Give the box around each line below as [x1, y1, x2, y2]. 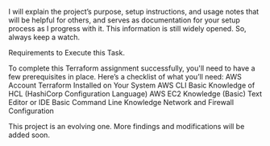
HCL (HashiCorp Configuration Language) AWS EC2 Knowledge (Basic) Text [8, 89, 263, 99]
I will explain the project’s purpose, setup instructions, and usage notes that [8, 7, 260, 16]
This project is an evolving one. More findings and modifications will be [8, 122, 245, 131]
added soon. [8, 130, 51, 140]
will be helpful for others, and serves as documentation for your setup [8, 15, 240, 25]
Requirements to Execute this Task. [8, 48, 125, 57]
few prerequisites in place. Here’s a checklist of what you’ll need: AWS [8, 72, 242, 81]
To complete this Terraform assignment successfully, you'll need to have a [8, 63, 255, 73]
